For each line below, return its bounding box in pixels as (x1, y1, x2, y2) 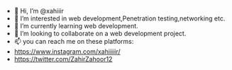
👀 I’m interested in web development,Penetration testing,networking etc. (13, 14, 226, 23)
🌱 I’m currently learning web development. (13, 22, 138, 30)
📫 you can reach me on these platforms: (13, 37, 134, 45)
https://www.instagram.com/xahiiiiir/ (13, 47, 121, 56)
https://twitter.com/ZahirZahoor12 (13, 55, 113, 63)
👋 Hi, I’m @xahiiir (13, 7, 64, 15)
